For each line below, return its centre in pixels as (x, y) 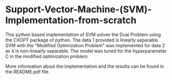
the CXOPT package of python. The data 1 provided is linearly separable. (82, 40)
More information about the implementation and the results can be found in (85, 66)
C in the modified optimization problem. (47, 56)
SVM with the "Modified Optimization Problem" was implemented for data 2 (85, 45)
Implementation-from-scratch (71, 20)
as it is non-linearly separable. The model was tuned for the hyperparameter (86, 51)
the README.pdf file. (27, 72)
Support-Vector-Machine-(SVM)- (79, 9)
